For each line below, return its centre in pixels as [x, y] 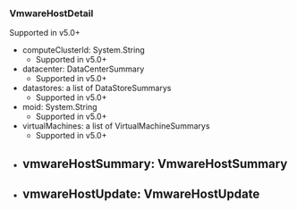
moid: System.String [59, 107]
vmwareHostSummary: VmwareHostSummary [155, 164]
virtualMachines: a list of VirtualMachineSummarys [116, 126]
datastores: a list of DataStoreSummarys [97, 88]
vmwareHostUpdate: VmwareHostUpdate [141, 194]
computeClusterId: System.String [83, 50]
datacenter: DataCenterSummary [83, 69]
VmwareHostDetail [51, 13]
